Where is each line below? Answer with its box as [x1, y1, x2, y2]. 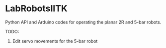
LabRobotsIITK [5, 3, 68, 14]
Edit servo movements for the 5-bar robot [12, 38, 98, 44]
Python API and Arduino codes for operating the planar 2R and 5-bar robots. [5, 19, 162, 25]
